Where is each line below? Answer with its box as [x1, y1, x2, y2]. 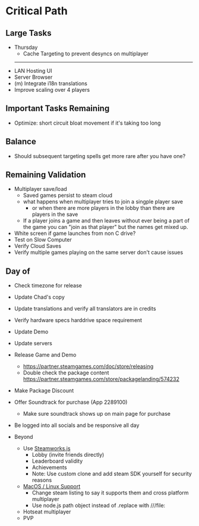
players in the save [31, 211, 78, 218]
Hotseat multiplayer [23, 508, 71, 515]
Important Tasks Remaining [5, 103, 110, 114]
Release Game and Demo [14, 351, 77, 358]
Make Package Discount [14, 387, 74, 394]
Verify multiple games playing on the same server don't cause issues [14, 249, 184, 256]
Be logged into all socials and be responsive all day [14, 422, 140, 429]
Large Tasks [5, 28, 52, 38]
